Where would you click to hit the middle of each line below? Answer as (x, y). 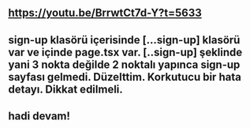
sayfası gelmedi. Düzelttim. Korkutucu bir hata (125, 77)
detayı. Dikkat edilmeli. (66, 89)
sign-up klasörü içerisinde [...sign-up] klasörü (124, 40)
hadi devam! (39, 117)
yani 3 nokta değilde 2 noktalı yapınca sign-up (124, 64)
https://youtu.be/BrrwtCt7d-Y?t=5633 (105, 13)
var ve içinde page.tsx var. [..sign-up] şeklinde (125, 52)
